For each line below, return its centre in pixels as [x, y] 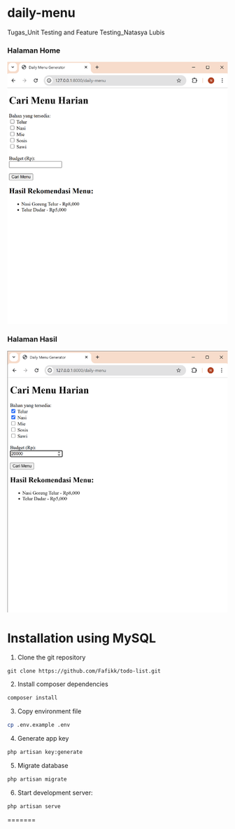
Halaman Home [34, 50]
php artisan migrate [37, 779]
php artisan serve [34, 806]
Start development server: [55, 793]
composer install [33, 698]
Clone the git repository [51, 657]
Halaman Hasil [32, 339]
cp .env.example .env [39, 725]
